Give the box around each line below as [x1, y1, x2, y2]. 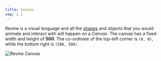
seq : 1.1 [5, 12, 23, 17]
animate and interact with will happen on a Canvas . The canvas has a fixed [5, 30, 157, 36]
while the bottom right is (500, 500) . [5, 41, 79, 47]
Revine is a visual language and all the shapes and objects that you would [5, 25, 154, 31]
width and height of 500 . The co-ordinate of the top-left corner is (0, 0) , [5, 35, 154, 42]
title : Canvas [5, 7, 34, 12]
